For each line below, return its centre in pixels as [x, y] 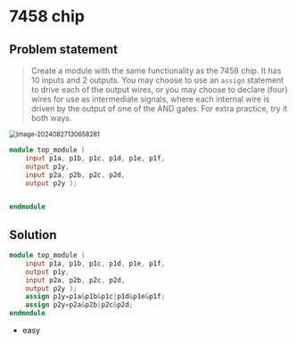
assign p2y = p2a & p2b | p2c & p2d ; [79, 305]
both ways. [51, 118]
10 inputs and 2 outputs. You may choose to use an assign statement [157, 80]
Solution [33, 235]
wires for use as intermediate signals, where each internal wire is [150, 99]
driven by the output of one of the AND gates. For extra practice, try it [159, 108]
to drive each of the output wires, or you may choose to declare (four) [159, 90]
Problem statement [64, 49]
